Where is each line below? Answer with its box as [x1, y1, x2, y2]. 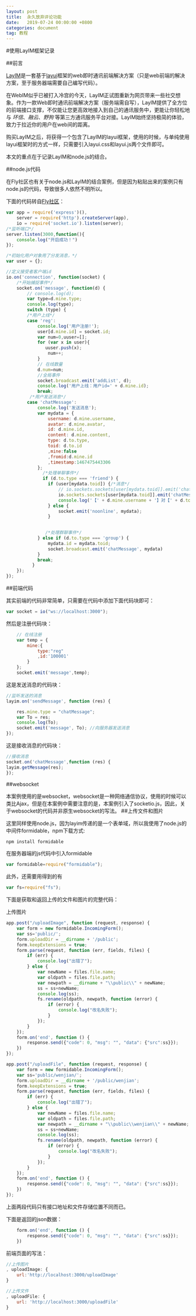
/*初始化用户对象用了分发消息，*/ [6, 253, 78, 259]
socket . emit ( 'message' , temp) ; [16, 670, 90, 676]
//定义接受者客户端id [6, 269, 51, 275]
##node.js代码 [6, 166, 41, 173]
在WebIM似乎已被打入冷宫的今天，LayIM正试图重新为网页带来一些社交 [6, 92, 176, 99]
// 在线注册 [16, 632, 42, 638]
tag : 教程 [6, 30, 28, 36]
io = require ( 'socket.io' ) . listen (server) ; [16, 220, 124, 226]
